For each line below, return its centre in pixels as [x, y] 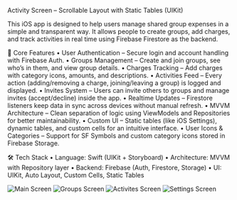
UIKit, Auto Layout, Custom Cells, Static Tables [76, 175]
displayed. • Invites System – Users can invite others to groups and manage [118, 90]
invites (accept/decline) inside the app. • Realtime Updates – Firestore [110, 98]
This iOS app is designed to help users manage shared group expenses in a [118, 24]
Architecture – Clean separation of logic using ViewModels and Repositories [119, 113]
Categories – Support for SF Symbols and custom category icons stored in [116, 135]
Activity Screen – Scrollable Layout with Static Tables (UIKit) [95, 10]
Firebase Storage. [33, 143]
